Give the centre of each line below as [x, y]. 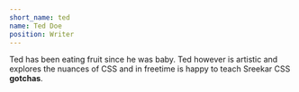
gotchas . [26, 79]
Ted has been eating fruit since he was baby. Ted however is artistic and [144, 60]
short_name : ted [40, 17]
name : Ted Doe [36, 26]
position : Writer [42, 34]
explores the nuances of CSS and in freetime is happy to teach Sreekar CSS [150, 69]
